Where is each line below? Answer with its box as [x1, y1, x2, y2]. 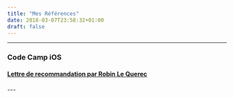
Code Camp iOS [7, 53, 62, 63]
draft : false [7, 23, 45, 30]
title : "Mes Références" [7, 10, 79, 17]
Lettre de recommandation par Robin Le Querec [7, 70, 148, 78]
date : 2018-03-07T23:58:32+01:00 [7, 17, 104, 24]
